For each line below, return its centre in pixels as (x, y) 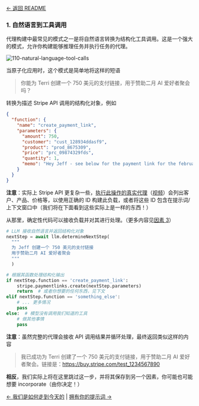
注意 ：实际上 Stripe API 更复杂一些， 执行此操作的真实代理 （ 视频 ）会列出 (95, 192)
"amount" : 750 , (41, 136)
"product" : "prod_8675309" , (57, 147)
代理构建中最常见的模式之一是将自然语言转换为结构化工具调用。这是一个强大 (99, 39)
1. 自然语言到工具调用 (36, 25)
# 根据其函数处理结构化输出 (36, 275)
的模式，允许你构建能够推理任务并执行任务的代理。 (68, 46)
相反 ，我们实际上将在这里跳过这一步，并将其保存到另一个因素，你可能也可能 (99, 376)
